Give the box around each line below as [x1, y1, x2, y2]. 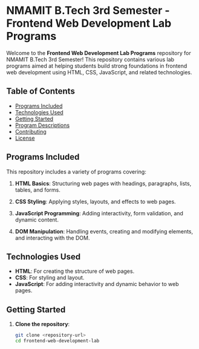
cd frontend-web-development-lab [15, 338, 100, 344]
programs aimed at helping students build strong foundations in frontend [6, 62, 188, 70]
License [15, 134, 35, 142]
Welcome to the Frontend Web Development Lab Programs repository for [6, 49, 192, 56]
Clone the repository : [15, 321, 70, 328]
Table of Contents [6, 86, 76, 97]
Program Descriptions [15, 122, 70, 129]
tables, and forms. [15, 186, 60, 194]
